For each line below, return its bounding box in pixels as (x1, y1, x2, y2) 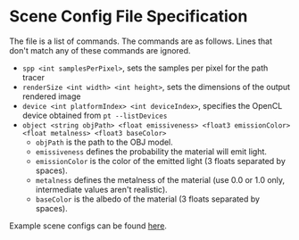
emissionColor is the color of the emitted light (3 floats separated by (35, 155, 286, 166)
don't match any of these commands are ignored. (9, 45, 191, 55)
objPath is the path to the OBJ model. (35, 137, 174, 147)
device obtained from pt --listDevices (21, 110, 168, 120)
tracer (21, 71, 45, 82)
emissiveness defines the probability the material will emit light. (35, 145, 268, 157)
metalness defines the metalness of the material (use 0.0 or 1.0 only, (35, 174, 286, 185)
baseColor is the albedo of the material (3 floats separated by (35, 194, 261, 204)
